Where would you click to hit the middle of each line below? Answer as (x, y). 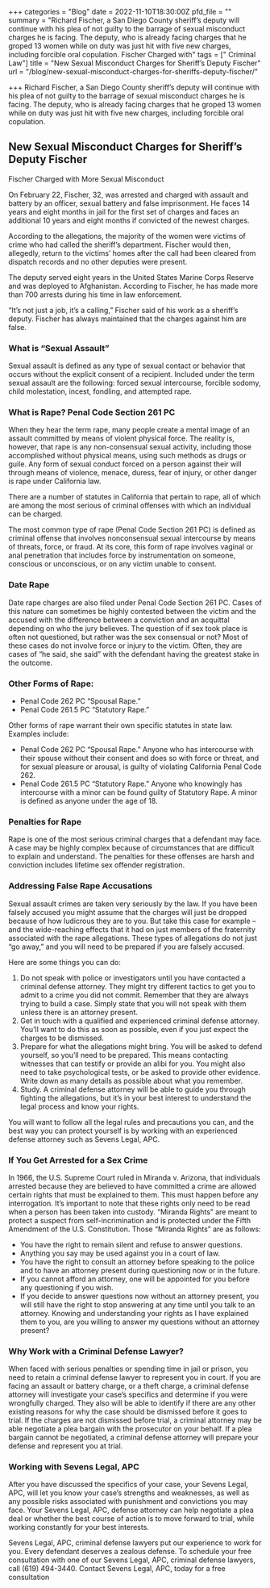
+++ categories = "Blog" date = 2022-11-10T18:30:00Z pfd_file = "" (120, 12)
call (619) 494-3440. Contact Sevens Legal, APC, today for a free (117, 1569)
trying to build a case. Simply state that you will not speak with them (133, 1003)
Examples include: (39, 734)
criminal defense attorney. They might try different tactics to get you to (137, 986)
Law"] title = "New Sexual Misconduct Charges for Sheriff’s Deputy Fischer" (135, 63)
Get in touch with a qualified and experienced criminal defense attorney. (140, 1021)
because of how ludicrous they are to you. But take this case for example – (132, 921)
